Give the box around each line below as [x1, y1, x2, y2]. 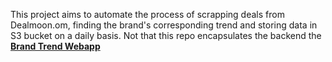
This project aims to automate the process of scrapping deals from [10, 9, 285, 20]
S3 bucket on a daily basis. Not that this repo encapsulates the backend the [10, 30, 322, 41]
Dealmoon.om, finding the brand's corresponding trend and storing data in [10, 19, 318, 31]
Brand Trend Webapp [10, 40, 101, 52]
